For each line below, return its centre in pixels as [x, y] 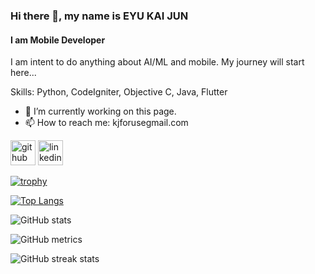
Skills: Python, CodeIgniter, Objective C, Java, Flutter [119, 92]
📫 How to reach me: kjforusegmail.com [106, 123]
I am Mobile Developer [58, 40]
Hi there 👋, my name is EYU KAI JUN [99, 16]
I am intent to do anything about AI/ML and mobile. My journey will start [157, 62]
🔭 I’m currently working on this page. [100, 111]
